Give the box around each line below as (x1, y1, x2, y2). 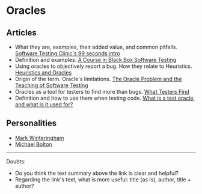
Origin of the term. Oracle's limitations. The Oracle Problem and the (14, 76, 182, 82)
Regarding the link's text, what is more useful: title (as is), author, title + (14, 175, 191, 183)
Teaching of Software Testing (14, 82, 88, 89)
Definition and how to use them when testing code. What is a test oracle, (14, 94, 195, 102)
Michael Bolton (14, 141, 52, 148)
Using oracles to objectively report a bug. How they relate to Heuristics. (14, 62, 192, 70)
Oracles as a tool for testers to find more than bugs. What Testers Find (14, 88, 189, 95)
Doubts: (6, 157, 26, 165)
